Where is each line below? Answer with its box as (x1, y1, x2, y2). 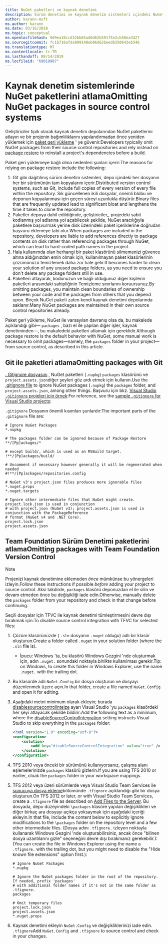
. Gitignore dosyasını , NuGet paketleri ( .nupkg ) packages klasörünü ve (5, 371, 148, 377)
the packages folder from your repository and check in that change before (5, 597, 156, 603)
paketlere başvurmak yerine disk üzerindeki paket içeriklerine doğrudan (12, 222, 161, 228)
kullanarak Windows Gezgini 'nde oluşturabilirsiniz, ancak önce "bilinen (12, 830, 159, 836)
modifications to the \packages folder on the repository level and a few (12, 819, 157, 826)
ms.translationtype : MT (5, 45, 55, 50)
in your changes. (12, 933, 47, 939)
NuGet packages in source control (5, 101, 150, 113)
